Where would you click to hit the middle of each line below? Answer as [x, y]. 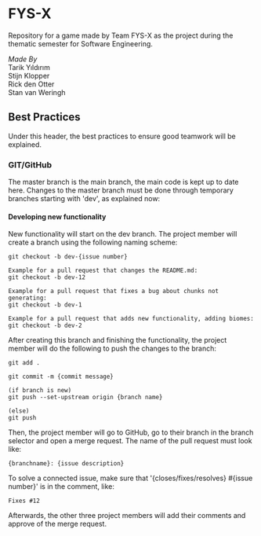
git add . [24, 363]
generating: [27, 298]
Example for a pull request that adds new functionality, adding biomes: [131, 319]
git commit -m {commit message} [61, 377]
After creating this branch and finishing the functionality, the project [118, 340]
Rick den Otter [31, 84]
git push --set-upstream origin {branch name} [85, 398]
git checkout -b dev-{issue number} [68, 257]
